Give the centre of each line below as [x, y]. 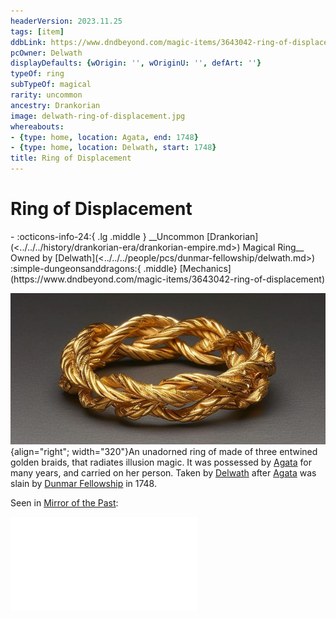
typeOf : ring [37, 74]
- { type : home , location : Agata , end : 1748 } [104, 137]
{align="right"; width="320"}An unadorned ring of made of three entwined [164, 452]
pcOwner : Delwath [46, 53]
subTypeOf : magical [51, 85]
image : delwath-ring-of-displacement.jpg [98, 116]
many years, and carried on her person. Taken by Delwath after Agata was [163, 473]
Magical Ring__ [273, 247]
